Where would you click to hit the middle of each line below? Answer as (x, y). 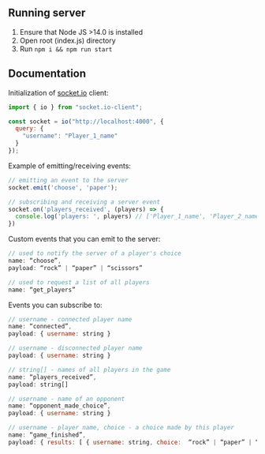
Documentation (47, 74)
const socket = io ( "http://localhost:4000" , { (86, 122)
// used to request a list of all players (79, 282)
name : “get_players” (42, 290)
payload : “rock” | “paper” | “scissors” (76, 268)
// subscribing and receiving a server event (84, 202)
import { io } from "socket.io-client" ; (76, 107)
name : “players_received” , (52, 377)
